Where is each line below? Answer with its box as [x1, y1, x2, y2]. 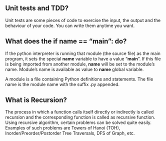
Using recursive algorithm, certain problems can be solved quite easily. [5, 119, 151, 125]
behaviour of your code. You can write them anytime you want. [5, 22, 135, 28]
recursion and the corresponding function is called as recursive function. [5, 114, 155, 120]
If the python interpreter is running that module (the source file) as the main [5, 50, 161, 56]
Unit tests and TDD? [5, 4, 69, 12]
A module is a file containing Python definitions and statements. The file [5, 76, 153, 82]
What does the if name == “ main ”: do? [5, 37, 127, 45]
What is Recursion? [5, 96, 67, 104]
